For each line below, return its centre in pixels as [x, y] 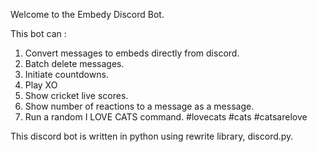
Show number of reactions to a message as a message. [139, 106]
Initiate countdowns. [66, 74]
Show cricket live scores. [76, 95]
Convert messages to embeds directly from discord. [132, 53]
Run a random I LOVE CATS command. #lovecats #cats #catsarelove [166, 117]
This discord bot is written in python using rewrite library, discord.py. [152, 136]
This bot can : [38, 33]
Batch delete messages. [74, 63]
